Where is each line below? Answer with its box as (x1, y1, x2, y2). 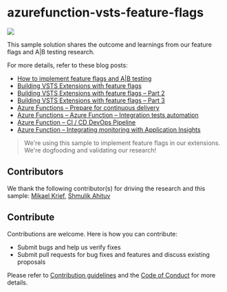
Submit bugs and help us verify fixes (17, 243, 122, 251)
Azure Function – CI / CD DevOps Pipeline (17, 118, 136, 126)
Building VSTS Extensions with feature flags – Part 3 (17, 96, 165, 104)
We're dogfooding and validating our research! (23, 146, 157, 154)
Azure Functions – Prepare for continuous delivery (17, 103, 160, 111)
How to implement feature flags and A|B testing (17, 74, 152, 82)
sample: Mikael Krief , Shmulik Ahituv (7, 191, 111, 200)
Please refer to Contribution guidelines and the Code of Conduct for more (7, 271, 216, 279)
